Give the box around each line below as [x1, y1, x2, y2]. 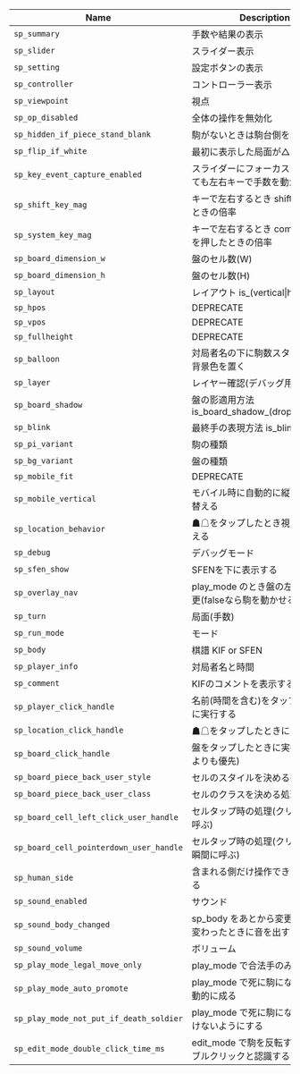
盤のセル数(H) [191, 270, 251, 282]
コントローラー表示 [191, 79, 272, 90]
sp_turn [13, 612, 46, 621]
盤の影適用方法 [191, 393, 254, 406]
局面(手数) [191, 611, 235, 622]
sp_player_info [13, 662, 79, 672]
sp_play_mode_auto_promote [13, 984, 129, 994]
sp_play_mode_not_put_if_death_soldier [13, 1014, 183, 1023]
